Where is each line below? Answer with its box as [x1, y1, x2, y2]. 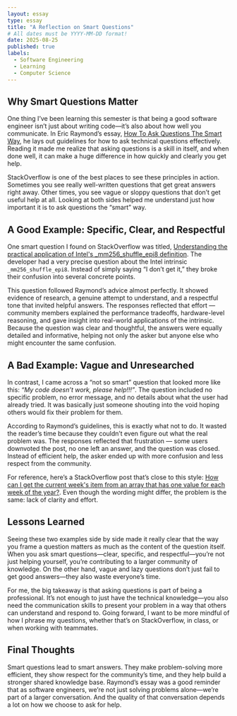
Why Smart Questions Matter [7, 95, 139, 107]
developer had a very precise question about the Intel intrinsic [7, 257, 188, 266]
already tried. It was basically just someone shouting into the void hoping [7, 400, 220, 409]
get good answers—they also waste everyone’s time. [7, 572, 161, 580]
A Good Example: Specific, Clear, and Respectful [7, 223, 226, 235]
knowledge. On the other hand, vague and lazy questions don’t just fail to [7, 565, 220, 573]
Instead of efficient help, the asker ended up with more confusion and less [7, 452, 224, 460]
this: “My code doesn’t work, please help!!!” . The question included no [7, 385, 213, 394]
